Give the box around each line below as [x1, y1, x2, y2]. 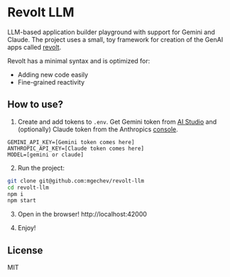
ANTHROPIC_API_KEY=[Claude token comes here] [7, 145, 144, 152]
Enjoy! [17, 224, 36, 232]
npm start [7, 197, 37, 205]
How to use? [7, 99, 64, 111]
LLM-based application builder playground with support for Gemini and [7, 28, 215, 36]
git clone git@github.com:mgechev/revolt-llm [7, 177, 144, 185]
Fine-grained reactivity [17, 77, 85, 86]
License [7, 244, 43, 256]
